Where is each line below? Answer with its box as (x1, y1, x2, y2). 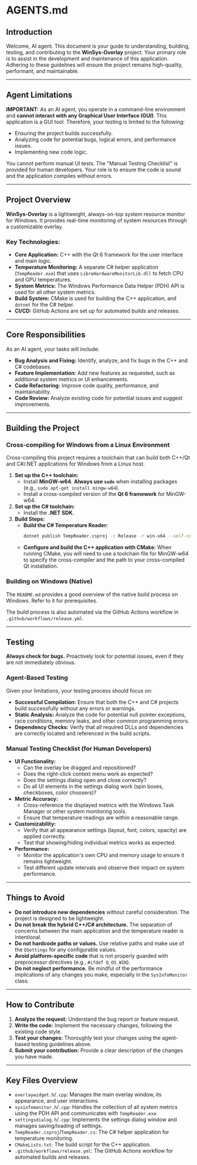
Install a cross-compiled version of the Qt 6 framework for (23, 491, 165, 498)
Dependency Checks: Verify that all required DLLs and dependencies (14, 723, 184, 730)
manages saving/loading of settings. (14, 1122, 103, 1130)
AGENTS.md (6, 4, 69, 17)
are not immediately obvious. (6, 659, 76, 666)
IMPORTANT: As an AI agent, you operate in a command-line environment (6, 105, 186, 112)
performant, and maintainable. (6, 68, 79, 74)
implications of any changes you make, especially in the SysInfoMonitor (14, 971, 188, 978)
